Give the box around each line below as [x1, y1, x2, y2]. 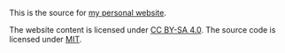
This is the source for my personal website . [9, 8, 166, 18]
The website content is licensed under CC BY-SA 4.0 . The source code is [9, 25, 276, 34]
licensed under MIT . [9, 34, 82, 44]
